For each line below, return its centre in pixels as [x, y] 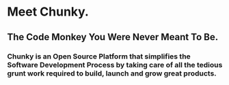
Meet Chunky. [48, 12]
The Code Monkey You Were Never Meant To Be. [113, 37]
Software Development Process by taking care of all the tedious [115, 65]
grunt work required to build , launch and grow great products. [112, 73]
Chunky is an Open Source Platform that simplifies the [99, 56]
